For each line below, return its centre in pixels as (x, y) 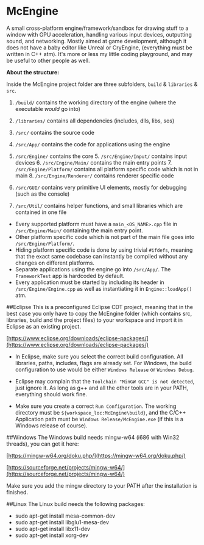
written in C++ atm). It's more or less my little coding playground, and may (100, 54)
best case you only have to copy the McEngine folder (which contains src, (99, 313)
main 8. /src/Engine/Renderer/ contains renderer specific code (95, 176)
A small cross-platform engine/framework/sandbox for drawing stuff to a (97, 28)
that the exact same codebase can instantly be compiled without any (101, 256)
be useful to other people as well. (48, 60)
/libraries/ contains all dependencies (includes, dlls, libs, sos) (95, 121)
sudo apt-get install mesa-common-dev (65, 516)
